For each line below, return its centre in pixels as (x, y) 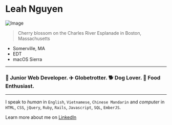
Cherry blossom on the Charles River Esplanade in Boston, (80, 33)
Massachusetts (34, 38)
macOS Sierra (27, 59)
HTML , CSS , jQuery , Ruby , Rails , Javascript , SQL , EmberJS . (63, 108)
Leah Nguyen (34, 9)
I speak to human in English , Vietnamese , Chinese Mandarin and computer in (85, 102)
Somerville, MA (29, 48)
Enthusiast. (20, 86)
